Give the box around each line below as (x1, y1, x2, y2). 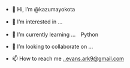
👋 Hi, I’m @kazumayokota (11, 6, 75, 13)
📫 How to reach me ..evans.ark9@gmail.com (11, 55, 125, 62)
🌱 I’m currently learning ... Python (11, 31, 99, 38)
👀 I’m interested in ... (11, 18, 63, 25)
